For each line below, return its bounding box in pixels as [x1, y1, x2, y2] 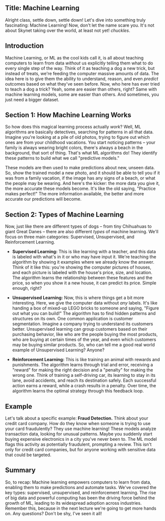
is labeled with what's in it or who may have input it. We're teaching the [12, 254, 156, 260]
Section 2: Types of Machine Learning [5, 210, 124, 218]
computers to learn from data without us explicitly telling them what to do [5, 60, 153, 66]
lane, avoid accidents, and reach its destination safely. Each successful [12, 377, 156, 383]
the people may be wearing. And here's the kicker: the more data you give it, [5, 181, 160, 186]
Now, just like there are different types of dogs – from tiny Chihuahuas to [5, 223, 152, 229]
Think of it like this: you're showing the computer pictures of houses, [12, 264, 151, 270]
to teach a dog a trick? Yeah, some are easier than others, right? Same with [5, 86, 157, 92]
